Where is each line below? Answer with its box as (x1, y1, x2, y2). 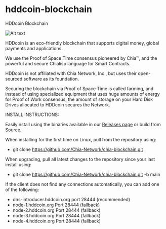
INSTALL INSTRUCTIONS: (5, 111, 59, 118)
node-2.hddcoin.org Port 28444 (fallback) (12, 207, 101, 213)
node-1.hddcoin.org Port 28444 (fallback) (12, 202, 100, 208)
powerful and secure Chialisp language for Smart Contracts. (5, 60, 131, 66)
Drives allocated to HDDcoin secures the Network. (5, 101, 110, 107)
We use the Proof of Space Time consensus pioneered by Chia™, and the (5, 55, 157, 61)
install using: (5, 161, 32, 168)
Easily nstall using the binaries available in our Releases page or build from (5, 121, 161, 127)
